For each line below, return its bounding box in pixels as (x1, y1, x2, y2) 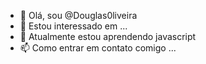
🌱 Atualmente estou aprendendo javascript (19, 31, 197, 42)
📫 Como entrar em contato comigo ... (19, 42, 177, 54)
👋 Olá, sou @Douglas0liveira (19, 10, 138, 21)
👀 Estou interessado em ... (19, 20, 128, 32)
